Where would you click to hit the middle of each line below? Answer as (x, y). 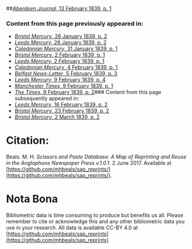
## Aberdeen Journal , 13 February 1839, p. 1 (59, 8)
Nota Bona (32, 199)
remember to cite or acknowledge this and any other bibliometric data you (95, 222)
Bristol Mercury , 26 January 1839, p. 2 (61, 36)
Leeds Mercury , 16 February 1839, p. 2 (61, 105)
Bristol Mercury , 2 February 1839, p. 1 (60, 55)
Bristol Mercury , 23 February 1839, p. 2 (62, 111)
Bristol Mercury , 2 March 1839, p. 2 (57, 117)
